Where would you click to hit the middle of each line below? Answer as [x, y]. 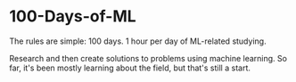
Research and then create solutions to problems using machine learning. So [148, 58]
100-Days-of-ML [73, 16]
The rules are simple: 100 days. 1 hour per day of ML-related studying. [138, 41]
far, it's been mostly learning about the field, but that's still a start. [130, 68]
